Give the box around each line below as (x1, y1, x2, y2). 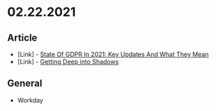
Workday (17, 96, 44, 104)
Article (7, 32, 38, 44)
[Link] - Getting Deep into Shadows (17, 58, 119, 66)
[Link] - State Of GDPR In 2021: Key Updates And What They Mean (17, 50, 209, 58)
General (7, 78, 43, 89)
